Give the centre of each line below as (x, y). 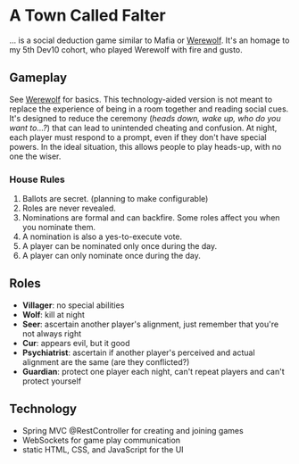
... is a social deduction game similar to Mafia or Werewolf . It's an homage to (149, 40)
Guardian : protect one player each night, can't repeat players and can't (153, 371)
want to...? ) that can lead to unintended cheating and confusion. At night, (143, 128)
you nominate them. (59, 228)
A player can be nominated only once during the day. (120, 246)
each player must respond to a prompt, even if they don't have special (138, 137)
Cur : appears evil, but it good (76, 343)
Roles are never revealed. (69, 208)
